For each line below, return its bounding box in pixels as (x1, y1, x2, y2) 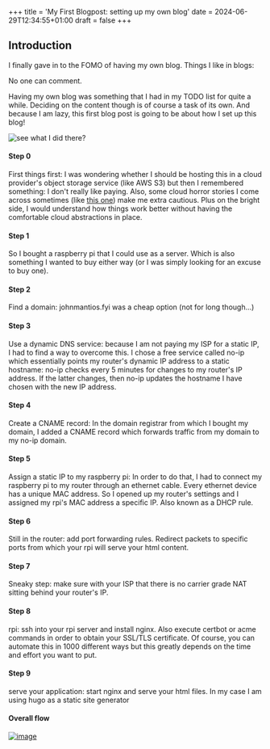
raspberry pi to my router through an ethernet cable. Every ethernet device (8, 481, 257, 490)
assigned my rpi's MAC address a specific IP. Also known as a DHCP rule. (8, 498, 254, 507)
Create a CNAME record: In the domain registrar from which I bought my (8, 418, 248, 427)
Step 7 (8, 561, 31, 570)
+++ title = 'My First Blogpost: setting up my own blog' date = (8, 7, 214, 16)
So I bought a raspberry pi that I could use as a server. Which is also (8, 249, 235, 259)
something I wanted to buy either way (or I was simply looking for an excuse (8, 258, 262, 267)
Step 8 (8, 606, 31, 616)
